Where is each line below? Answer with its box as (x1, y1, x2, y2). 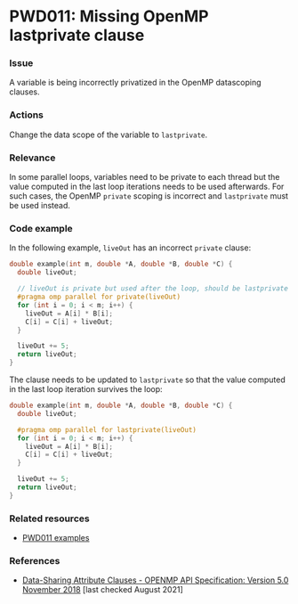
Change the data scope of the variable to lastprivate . (9, 129, 208, 140)
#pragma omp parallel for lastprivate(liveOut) (17, 425, 197, 434)
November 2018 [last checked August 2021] (21, 584, 184, 595)
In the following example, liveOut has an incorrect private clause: (9, 242, 252, 253)
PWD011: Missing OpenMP (9, 6, 209, 27)
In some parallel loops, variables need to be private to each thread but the (9, 172, 280, 183)
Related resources (9, 512, 91, 525)
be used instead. (9, 200, 71, 211)
